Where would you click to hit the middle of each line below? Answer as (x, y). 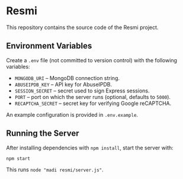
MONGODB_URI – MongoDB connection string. (67, 78)
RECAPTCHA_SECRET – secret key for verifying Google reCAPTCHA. (93, 103)
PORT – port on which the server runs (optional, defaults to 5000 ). (92, 97)
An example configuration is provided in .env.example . (72, 114)
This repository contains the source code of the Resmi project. (82, 27)
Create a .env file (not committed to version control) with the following (92, 60)
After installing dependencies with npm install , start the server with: (90, 148)
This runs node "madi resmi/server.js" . (55, 170)
